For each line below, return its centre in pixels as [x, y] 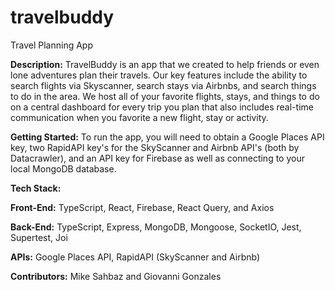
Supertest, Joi [39, 237]
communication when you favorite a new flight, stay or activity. [139, 117]
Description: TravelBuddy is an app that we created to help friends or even [165, 64]
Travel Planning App [51, 45]
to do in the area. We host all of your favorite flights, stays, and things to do [165, 96]
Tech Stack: [36, 188]
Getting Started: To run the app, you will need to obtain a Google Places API [167, 137]
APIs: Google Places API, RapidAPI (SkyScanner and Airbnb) [135, 257]
